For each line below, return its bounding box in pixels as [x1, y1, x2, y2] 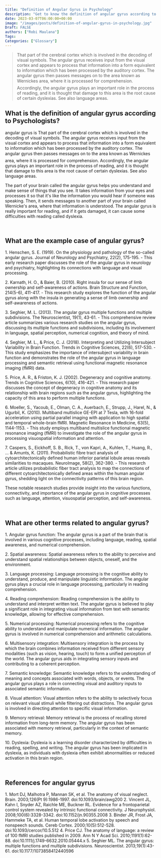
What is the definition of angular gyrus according [5, 109, 156, 118]
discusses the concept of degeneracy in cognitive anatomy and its [5, 385, 137, 390]
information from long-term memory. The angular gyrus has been [5, 720, 135, 726]
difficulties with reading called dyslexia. [5, 213, 83, 219]
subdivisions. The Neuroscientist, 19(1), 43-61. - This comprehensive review [5, 314, 156, 320]
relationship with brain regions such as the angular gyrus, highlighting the [5, 390, 151, 396]
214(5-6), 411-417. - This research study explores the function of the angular [5, 290, 156, 296]
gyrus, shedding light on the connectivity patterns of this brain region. [5, 476, 144, 482]
